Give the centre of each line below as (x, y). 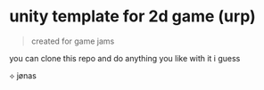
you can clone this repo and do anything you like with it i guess (125, 58)
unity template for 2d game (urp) (132, 16)
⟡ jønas (23, 75)
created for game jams (73, 41)
